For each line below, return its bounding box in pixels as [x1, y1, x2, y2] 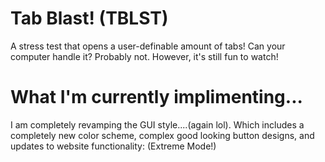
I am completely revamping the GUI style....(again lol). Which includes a [10, 118, 305, 131]
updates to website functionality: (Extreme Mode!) [10, 140, 217, 152]
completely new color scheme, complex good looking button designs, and [10, 129, 315, 141]
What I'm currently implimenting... [10, 86, 303, 109]
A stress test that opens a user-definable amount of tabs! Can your [10, 40, 286, 52]
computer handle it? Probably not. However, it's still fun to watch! [10, 50, 279, 62]
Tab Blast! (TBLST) [10, 7, 169, 30]
